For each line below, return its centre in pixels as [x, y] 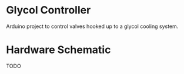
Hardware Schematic [58, 50]
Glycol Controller [48, 10]
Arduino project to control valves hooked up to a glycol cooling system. [92, 26]
